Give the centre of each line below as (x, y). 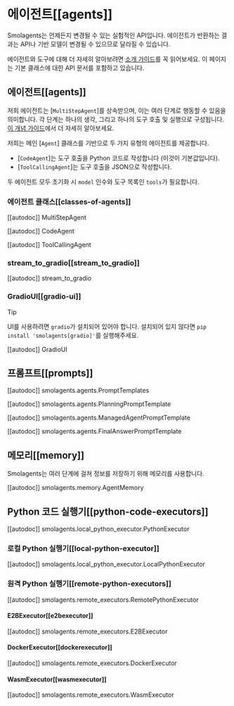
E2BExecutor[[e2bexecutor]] (50, 616)
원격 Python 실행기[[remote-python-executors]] (90, 584)
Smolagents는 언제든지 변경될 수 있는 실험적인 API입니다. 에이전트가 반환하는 (113, 35)
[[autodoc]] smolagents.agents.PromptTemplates (78, 391)
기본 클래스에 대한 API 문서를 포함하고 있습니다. (79, 68)
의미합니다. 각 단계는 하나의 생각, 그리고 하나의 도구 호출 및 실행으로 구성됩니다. (116, 119)
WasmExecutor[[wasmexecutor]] (57, 679)
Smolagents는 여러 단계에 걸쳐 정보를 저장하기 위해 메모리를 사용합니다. (106, 474)
